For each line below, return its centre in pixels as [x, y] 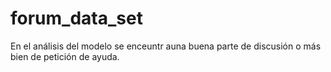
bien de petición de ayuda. [65, 56]
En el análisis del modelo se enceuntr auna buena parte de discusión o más [166, 46]
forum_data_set [76, 18]
